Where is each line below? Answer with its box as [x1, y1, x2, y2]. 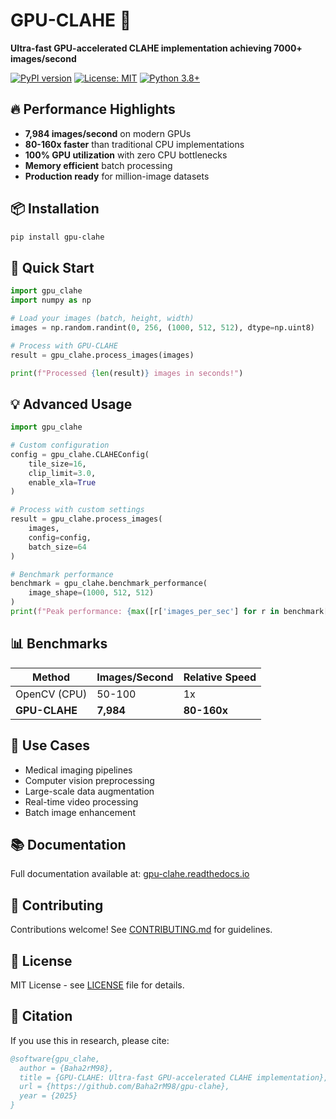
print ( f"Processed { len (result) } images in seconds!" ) [10, 368, 244, 378]
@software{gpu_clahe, [10, 1054, 101, 1064]
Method [31, 670, 71, 684]
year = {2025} [19, 1091, 78, 1101]
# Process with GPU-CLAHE [10, 340, 118, 351]
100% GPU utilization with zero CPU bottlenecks [24, 149, 228, 161]
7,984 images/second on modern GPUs [24, 127, 192, 139]
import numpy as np [10, 295, 92, 306]
